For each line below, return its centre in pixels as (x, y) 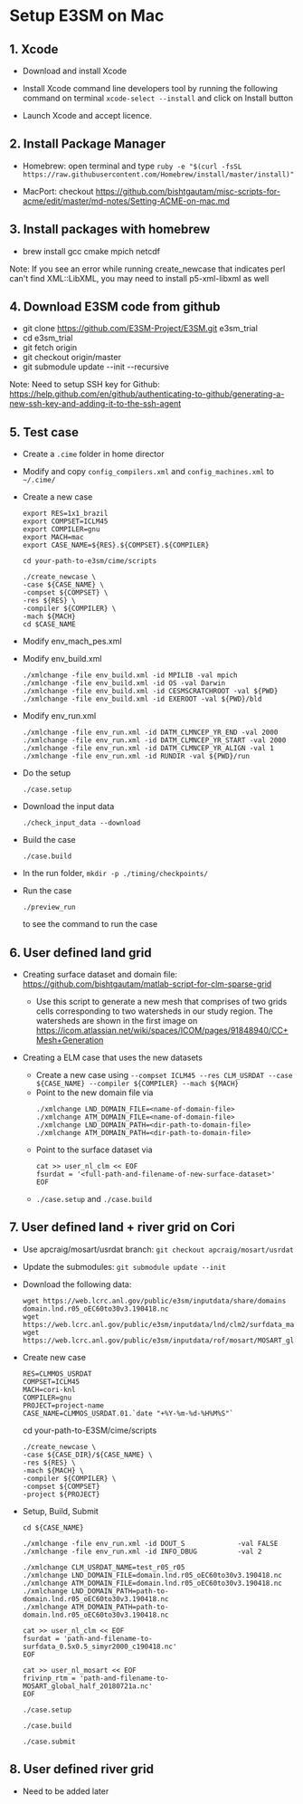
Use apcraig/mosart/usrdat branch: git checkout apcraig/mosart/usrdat (158, 1249)
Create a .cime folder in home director (93, 454)
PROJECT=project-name (63, 1405)
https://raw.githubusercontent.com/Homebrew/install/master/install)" (158, 174)
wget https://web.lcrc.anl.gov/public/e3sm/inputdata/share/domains (154, 1301)
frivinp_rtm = (49, 1678)
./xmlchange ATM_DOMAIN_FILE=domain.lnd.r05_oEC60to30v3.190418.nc (152, 1583)
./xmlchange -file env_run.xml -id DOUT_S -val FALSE (150, 1543)
